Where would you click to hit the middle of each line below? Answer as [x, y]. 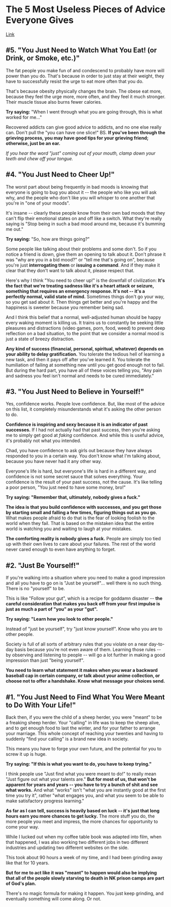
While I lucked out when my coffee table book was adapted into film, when [84, 837]
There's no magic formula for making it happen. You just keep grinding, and [85, 893]
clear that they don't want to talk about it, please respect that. [70, 270]
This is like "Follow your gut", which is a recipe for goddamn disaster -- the [84, 598]
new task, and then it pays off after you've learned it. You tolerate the [78, 359]
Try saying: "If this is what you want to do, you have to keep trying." [79, 764]
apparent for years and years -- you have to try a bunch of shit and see [82, 785]
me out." [15, 229]
